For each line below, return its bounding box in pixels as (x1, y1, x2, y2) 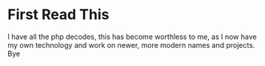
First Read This (7, 6, 110, 24)
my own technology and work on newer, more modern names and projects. (7, 40, 255, 49)
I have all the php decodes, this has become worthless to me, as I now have (7, 32, 257, 41)
